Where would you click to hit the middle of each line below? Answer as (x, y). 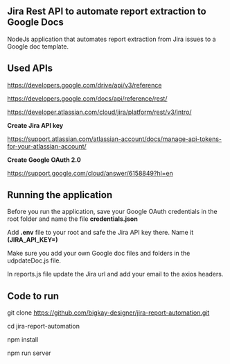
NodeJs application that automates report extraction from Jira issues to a (112, 39)
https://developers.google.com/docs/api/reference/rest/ (87, 98)
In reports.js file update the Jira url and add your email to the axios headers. (115, 274)
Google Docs (36, 23)
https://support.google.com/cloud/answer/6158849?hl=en (90, 173)
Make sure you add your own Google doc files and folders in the (99, 254)
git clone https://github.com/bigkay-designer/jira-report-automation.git (108, 313)
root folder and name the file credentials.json (73, 219)
